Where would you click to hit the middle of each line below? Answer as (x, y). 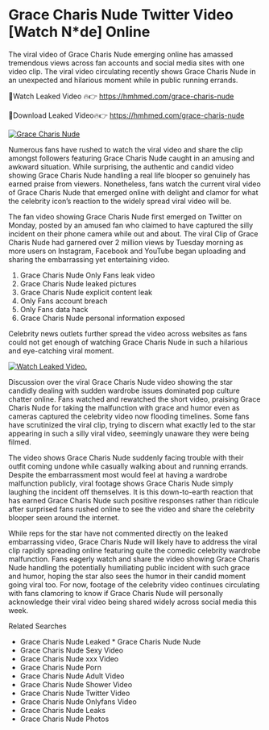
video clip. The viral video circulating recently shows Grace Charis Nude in (132, 71)
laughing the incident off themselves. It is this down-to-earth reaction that (131, 492)
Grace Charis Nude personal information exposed (102, 318)
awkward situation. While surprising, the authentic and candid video (121, 166)
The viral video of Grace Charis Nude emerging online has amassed (121, 54)
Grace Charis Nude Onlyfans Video (78, 701)
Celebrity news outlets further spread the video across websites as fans (128, 333)
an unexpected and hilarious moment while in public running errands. (123, 80)
